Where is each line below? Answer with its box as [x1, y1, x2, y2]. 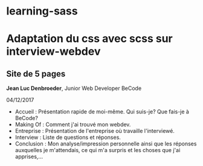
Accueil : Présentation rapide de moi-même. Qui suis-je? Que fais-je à [14, 108, 189, 115]
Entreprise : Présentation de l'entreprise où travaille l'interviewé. [14, 127, 175, 135]
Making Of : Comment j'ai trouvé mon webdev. [14, 121, 131, 128]
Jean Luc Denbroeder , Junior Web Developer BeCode [6, 85, 142, 92]
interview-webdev [6, 45, 101, 59]
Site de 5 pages [6, 68, 66, 79]
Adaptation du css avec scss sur [6, 32, 173, 46]
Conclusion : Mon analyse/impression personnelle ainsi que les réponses [14, 140, 197, 147]
